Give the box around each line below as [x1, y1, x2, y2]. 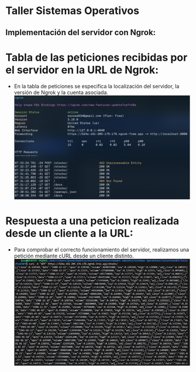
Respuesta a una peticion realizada [5, 214, 180, 228]
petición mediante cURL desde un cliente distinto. [13, 252, 134, 259]
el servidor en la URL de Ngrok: [5, 63, 159, 77]
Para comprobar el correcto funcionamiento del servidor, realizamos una [13, 246, 190, 253]
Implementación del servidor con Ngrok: [5, 27, 156, 37]
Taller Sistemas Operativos [5, 4, 140, 18]
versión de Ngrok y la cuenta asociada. [13, 89, 109, 96]
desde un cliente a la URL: [5, 226, 133, 240]
